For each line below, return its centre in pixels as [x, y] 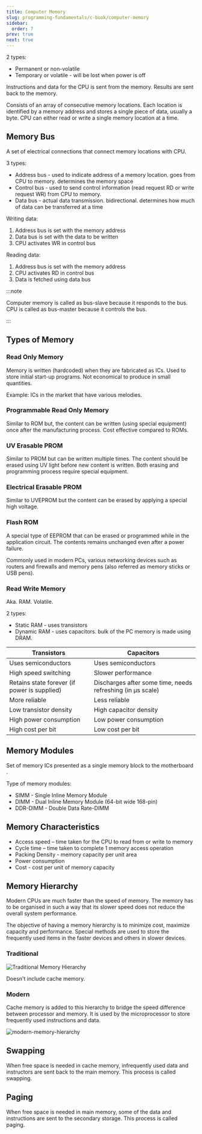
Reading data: [23, 255]
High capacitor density [126, 710]
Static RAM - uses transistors [51, 625]
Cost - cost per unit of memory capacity [65, 867]
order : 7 [23, 29]
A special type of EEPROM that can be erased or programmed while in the [98, 536]
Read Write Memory [36, 588]
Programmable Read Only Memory [58, 410]
